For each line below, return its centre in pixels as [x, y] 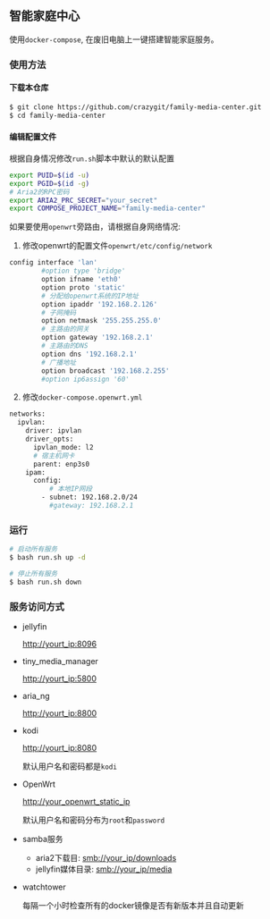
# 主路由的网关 [65, 329]
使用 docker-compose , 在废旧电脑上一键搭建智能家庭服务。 [114, 39]
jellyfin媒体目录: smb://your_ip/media [104, 869]
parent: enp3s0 [61, 464]
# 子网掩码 [59, 312]
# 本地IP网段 [70, 489]
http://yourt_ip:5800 [59, 679]
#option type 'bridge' [84, 271]
